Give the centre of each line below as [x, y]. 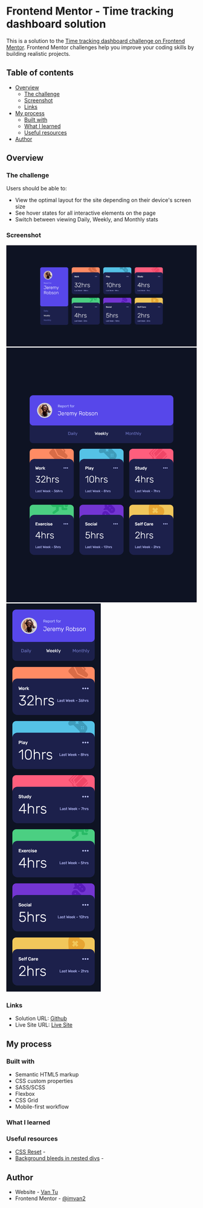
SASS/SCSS [30, 1087]
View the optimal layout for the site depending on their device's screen [103, 200]
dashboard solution [56, 24]
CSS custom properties [44, 1081]
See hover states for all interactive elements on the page [85, 213]
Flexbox [25, 1093]
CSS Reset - [30, 1152]
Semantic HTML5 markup [47, 1074]
